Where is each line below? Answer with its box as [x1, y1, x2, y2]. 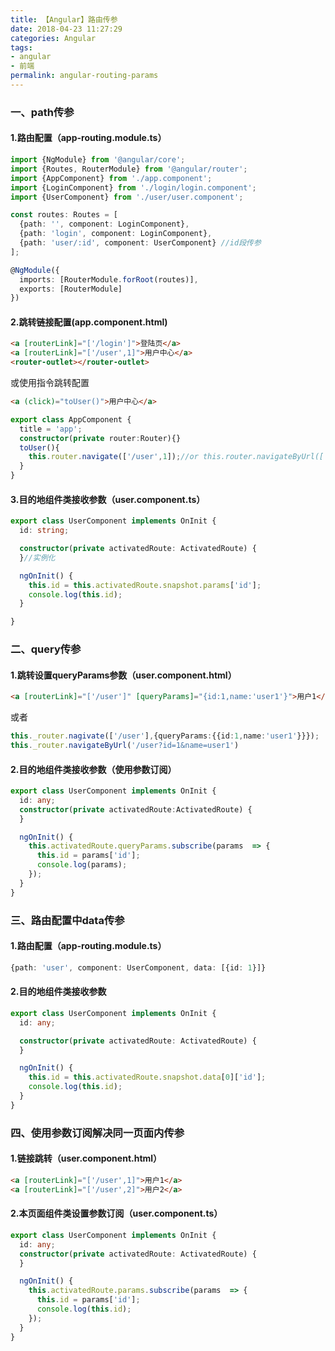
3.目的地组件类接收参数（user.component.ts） [10, 493, 206, 505]
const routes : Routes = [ [10, 210, 118, 220]
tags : [10, 42, 33, 53]
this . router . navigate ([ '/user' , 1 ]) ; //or [28, 452, 199, 462]
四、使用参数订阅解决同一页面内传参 [10, 1126, 185, 1140]
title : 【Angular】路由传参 [10, 14, 118, 25]
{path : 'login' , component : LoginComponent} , [19, 229, 213, 239]
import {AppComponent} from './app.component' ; [10, 173, 213, 183]
